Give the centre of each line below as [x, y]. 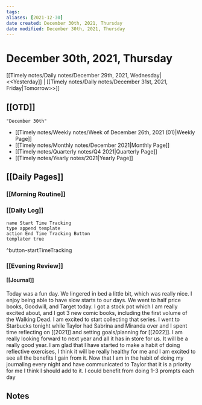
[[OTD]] [21, 107]
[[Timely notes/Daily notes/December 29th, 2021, [68, 76]
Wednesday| [146, 76]
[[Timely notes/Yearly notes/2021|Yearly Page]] [74, 158]
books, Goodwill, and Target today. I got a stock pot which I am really [92, 306]
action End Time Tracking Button [48, 233]
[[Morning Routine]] [36, 194]
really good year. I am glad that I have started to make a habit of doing [93, 345]
